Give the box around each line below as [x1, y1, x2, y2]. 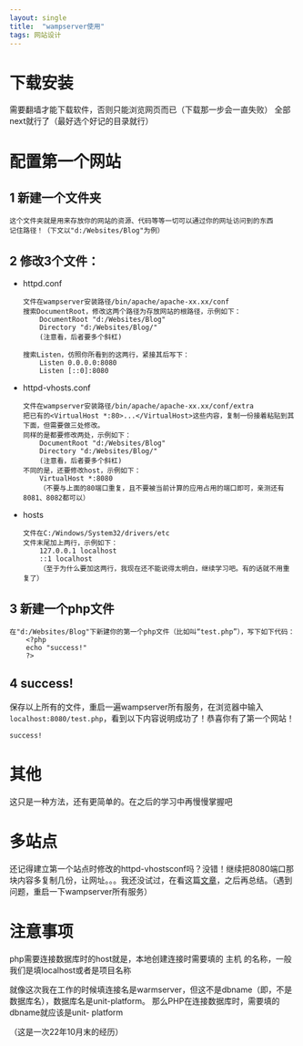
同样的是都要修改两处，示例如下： [22, 430, 132, 440]
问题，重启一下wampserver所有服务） [9, 885, 153, 896]
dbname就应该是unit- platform [9, 1007, 124, 1018]
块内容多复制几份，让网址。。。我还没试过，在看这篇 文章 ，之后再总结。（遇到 [9, 875, 293, 885]
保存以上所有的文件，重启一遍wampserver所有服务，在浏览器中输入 [9, 701, 264, 712]
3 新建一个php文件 [9, 601, 116, 616]
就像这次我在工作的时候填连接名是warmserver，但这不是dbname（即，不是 [9, 984, 293, 995]
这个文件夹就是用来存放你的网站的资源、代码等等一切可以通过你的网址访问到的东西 [9, 216, 274, 226]
